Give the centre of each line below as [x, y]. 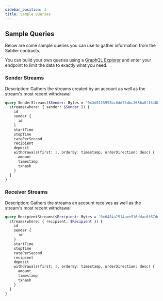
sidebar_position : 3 [26, 9]
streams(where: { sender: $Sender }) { [50, 107]
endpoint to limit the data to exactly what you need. [56, 65]
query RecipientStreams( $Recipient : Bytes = [51, 217]
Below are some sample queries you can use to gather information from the [81, 46]
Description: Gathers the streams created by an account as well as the [75, 89]
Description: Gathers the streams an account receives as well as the [73, 203]
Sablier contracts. [23, 51]
